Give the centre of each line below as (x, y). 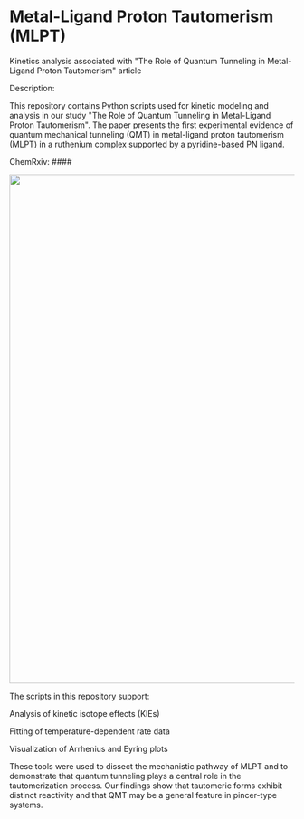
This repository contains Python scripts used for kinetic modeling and (139, 105)
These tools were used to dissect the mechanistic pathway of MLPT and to (149, 766)
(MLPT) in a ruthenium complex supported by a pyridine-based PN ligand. (147, 144)
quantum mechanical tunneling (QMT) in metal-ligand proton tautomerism (147, 134)
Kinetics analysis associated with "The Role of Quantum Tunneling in (137, 61)
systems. (26, 805)
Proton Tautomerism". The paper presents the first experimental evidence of (152, 125)
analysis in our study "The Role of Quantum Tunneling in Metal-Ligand (140, 115)
